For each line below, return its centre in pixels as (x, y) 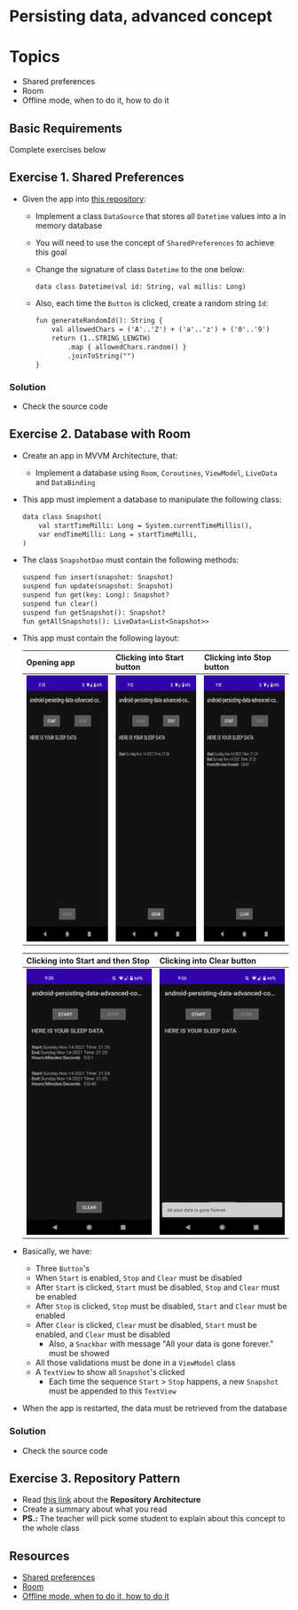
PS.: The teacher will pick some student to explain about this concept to (153, 1519)
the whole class (51, 1528)
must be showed (79, 1354)
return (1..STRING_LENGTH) (102, 338)
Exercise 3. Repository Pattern (95, 1479)
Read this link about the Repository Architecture (111, 1500)
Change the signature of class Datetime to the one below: (140, 269)
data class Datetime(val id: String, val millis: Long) (141, 287)
